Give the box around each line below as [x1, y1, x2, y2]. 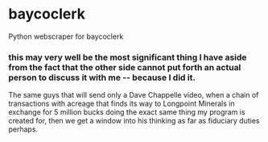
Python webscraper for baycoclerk [8, 31, 124, 41]
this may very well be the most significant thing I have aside [8, 52, 247, 63]
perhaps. [8, 124, 39, 134]
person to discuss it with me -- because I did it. [8, 72, 196, 83]
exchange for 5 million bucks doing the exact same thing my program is [8, 107, 245, 117]
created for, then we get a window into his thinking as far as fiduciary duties [8, 116, 260, 126]
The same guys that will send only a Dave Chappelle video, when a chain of [8, 90, 259, 100]
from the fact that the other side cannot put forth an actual [8, 61, 241, 73]
